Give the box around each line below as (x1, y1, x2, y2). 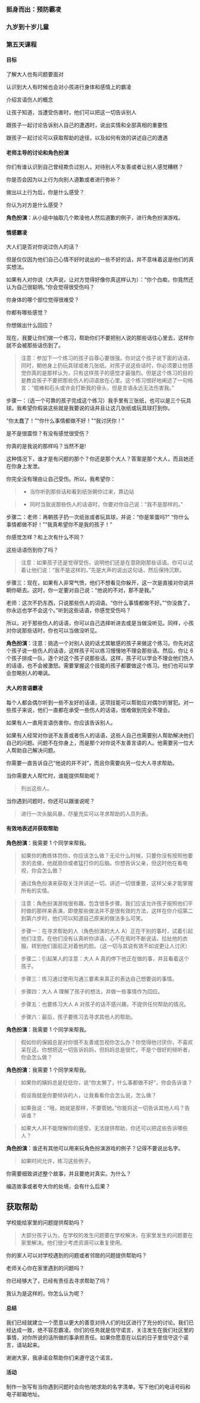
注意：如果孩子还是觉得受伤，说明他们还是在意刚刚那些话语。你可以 (20, 559, 188, 566)
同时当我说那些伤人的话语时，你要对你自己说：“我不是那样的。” (29, 501, 183, 508)
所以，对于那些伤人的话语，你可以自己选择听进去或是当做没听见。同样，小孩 (6, 619, 194, 627)
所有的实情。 (20, 887, 52, 894)
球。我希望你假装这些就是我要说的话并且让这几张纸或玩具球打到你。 (6, 404, 173, 412)
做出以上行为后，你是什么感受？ (6, 189, 85, 196)
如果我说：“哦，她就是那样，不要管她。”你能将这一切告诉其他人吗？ (20, 1104, 185, 1112)
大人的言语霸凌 (6, 684, 43, 691)
